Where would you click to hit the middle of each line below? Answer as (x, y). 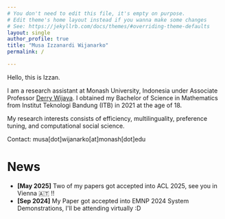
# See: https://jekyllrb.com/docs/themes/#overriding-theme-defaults (109, 26)
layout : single (29, 33)
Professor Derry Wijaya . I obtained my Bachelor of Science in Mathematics (113, 97)
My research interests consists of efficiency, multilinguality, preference (107, 118)
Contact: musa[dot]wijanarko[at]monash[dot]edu (76, 139)
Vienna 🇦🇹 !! (36, 193)
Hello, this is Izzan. (34, 77)
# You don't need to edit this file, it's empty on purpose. (96, 13)
